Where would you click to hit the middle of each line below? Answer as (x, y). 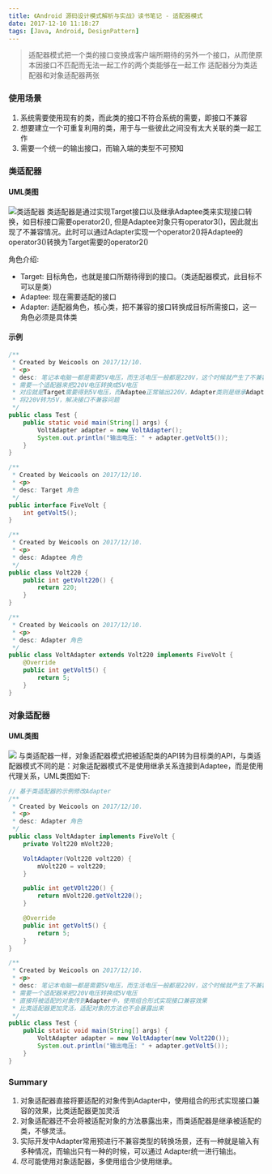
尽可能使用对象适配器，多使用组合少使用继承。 (98, 1161)
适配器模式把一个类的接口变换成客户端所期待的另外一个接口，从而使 (142, 55)
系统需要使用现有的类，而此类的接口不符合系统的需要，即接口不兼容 (134, 118)
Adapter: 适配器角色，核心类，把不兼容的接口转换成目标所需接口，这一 (138, 307)
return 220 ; (58, 588)
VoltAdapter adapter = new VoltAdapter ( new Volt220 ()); (134, 1039)
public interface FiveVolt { (57, 505)
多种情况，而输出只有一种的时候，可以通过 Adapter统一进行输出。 (130, 1151)
